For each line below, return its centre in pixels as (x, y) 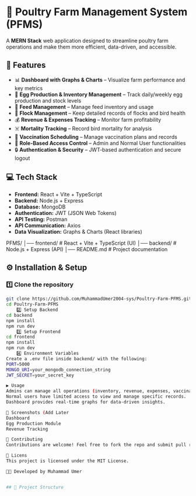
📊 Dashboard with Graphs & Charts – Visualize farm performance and (100, 80)
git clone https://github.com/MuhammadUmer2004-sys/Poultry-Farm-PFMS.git (99, 299)
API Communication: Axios (48, 225)
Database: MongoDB (40, 207)
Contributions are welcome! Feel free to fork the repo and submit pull (96, 445)
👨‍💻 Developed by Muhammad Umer (44, 471)
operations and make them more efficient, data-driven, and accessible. (91, 47)
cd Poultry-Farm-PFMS (32, 305)
